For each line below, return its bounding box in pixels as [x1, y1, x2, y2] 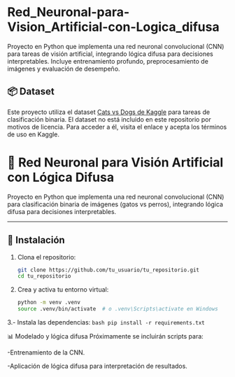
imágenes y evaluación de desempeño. [7, 64, 120, 73]
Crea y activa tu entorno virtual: [17, 285, 109, 294]
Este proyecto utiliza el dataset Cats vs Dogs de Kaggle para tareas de [7, 108, 211, 116]
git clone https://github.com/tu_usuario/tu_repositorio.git [17, 266, 200, 273]
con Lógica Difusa [7, 169, 114, 185]
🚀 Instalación [7, 234, 65, 246]
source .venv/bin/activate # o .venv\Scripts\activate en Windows [17, 306, 218, 313]
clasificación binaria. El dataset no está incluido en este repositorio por [7, 115, 211, 123]
